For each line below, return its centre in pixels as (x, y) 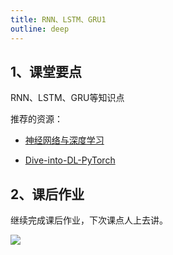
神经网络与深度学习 (64, 140)
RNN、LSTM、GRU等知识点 (67, 98)
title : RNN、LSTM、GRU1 (58, 19)
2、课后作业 (47, 194)
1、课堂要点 (46, 71)
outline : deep (40, 29)
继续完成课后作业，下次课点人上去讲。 (89, 220)
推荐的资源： (36, 119)
